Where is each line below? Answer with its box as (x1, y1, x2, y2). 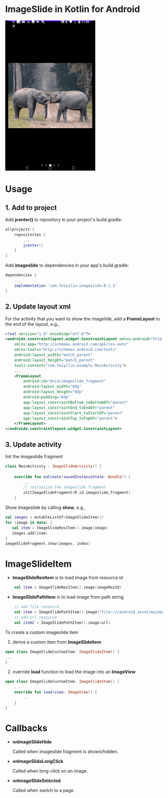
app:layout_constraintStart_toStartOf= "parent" (23, 411, 124, 416)
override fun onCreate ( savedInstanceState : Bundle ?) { (14, 474, 131, 479)
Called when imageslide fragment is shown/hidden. (12, 748, 118, 754)
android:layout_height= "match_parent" (14, 357, 95, 362)
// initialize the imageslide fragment (23, 485, 106, 490)
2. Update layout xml (5, 302, 71, 311)
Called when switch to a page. (12, 787, 75, 793)
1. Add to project (5, 203, 57, 212)
